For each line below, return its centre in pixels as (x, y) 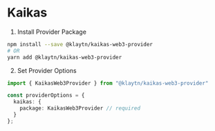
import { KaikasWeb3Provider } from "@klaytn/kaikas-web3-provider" (108, 83)
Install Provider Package (52, 32)
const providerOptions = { (46, 95)
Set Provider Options (47, 70)
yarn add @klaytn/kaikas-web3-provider (65, 57)
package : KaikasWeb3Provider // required (80, 108)
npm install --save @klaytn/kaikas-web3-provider (80, 44)
